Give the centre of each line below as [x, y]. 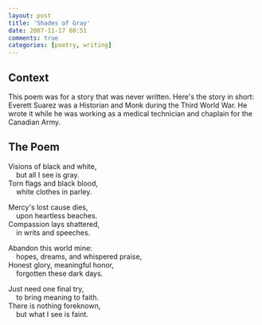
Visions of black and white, [53, 166]
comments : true [33, 38]
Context [29, 78]
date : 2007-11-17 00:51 [48, 30]
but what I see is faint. [52, 314]
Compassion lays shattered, [54, 224]
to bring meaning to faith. [57, 297]
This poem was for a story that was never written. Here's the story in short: [131, 96]
